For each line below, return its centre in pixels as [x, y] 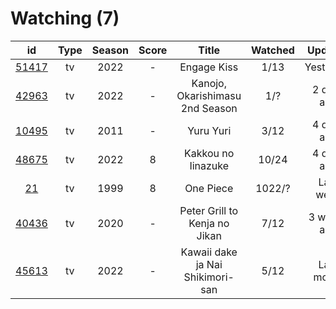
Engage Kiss [209, 67]
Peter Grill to [209, 210]
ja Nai [209, 264]
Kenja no [209, 223]
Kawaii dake [209, 252]
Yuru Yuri [209, 130]
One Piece [209, 188]
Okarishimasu [209, 95]
